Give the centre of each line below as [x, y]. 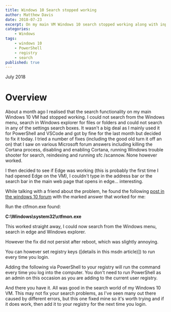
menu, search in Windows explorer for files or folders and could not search [84, 123]
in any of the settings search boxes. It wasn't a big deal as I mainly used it [83, 128]
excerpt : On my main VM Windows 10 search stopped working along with [82, 24]
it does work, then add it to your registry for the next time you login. [76, 304]
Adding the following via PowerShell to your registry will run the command [83, 267]
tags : [11, 39]
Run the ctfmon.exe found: [33, 207]
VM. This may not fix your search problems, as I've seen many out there [81, 293]
